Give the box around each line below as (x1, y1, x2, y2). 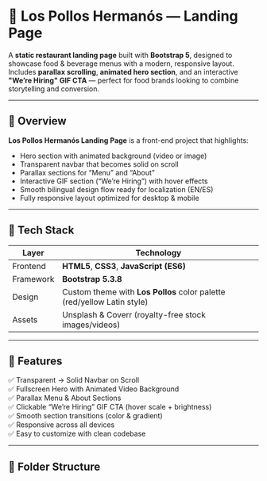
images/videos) (62, 319, 121, 330)
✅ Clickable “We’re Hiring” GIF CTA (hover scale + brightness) (8, 402, 212, 412)
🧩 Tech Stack (8, 224, 75, 237)
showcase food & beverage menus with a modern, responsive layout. (8, 59, 234, 68)
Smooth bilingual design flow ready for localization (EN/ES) (19, 184, 214, 194)
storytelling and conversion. (8, 83, 99, 94)
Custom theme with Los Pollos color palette (62, 286, 226, 297)
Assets (12, 314, 38, 325)
